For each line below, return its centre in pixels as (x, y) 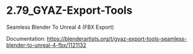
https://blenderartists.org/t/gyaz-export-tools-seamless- (117, 38)
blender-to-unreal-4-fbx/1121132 (46, 45)
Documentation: (26, 38)
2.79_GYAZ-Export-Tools (70, 10)
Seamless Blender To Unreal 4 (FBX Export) (60, 27)
